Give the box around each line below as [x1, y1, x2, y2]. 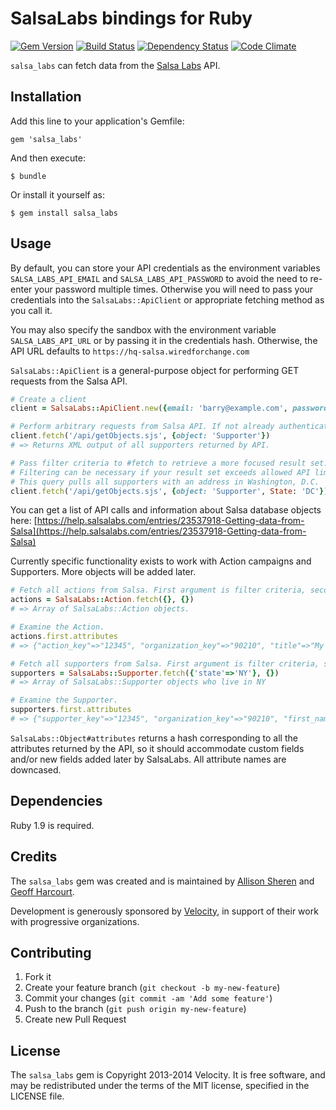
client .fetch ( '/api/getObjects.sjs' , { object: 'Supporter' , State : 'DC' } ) [10, 486, 329, 496]
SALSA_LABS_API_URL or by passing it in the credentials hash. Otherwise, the [10, 334, 318, 346]
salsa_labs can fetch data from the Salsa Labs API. [10, 59, 221, 71]
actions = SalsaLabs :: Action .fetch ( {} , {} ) [10, 595, 195, 605]
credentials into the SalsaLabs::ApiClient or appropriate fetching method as [10, 293, 325, 306]
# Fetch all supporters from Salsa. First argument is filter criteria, [10, 658, 320, 669]
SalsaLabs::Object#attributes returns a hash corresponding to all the [10, 732, 298, 744]
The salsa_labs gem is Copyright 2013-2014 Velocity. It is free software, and [10, 1069, 326, 1081]
